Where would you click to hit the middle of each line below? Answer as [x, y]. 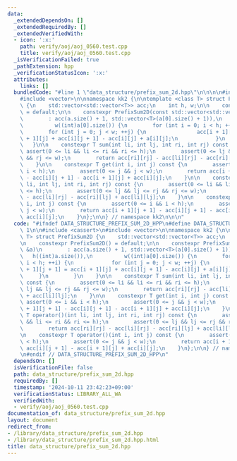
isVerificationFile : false [53, 368]
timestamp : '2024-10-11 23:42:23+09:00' [74, 387]
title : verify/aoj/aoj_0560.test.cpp [75, 54]
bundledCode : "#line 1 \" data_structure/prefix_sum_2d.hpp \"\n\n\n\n [118, 92]
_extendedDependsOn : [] [48, 20]
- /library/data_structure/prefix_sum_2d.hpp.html [83, 440]
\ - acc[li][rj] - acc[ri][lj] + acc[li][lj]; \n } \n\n [107, 197]
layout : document [33, 420]
